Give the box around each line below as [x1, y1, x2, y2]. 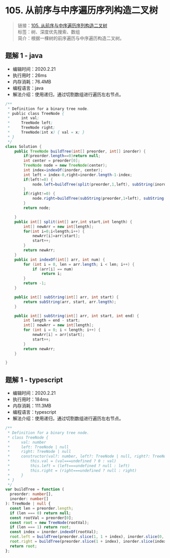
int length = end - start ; [23, 318, 80, 323]
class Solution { [5, 144, 42, 149]
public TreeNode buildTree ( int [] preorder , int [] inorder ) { [14, 148, 146, 154]
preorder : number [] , [10, 491, 53, 497]
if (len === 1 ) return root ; [10, 524, 71, 530]
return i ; [41, 271, 62, 276]
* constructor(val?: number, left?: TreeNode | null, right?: [7, 454, 151, 459]
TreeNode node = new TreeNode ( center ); [23, 163, 108, 168]
